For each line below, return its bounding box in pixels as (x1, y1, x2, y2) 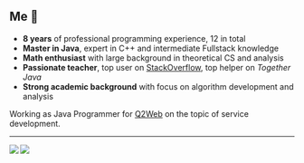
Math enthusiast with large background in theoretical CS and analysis (22, 52, 284, 63)
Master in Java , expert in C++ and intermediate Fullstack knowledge (22, 43, 279, 53)
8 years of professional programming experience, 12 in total (22, 33, 246, 43)
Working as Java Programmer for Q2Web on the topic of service (9, 108, 249, 119)
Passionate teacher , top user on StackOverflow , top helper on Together (22, 62, 291, 72)
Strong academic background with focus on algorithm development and (22, 81, 294, 91)
